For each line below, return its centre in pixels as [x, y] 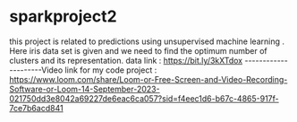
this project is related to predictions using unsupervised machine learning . [147, 41]
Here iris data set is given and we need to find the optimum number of [138, 50]
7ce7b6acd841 [37, 108]
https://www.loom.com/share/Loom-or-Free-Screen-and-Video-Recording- [148, 79]
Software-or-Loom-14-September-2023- [85, 89]
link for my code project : [111, 70]
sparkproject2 [64, 17]
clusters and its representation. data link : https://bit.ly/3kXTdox [126, 60]
